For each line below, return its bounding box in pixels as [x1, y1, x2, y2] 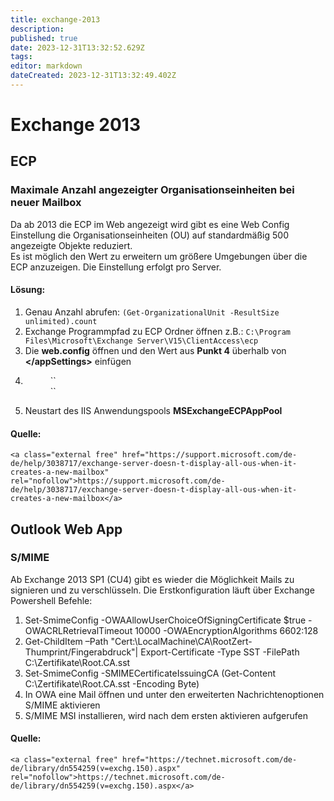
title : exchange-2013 [10, 14, 101, 25]
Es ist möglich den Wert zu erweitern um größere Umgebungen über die [10, 250, 308, 262]
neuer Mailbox [10, 196, 82, 210]
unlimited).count [24, 316, 98, 326]
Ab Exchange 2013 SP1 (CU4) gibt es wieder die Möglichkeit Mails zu [10, 573, 295, 585]
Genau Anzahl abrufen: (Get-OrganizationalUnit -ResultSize [24, 306, 280, 318]
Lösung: [10, 284, 46, 296]
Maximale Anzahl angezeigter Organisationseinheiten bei [10, 183, 295, 197]
